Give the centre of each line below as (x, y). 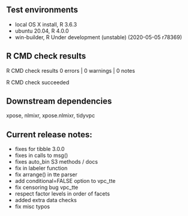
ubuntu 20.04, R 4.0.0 (42, 31)
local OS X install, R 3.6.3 (46, 24)
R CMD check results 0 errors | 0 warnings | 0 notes (71, 70)
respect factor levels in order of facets (62, 194)
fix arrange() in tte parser (46, 174)
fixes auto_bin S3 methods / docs (56, 162)
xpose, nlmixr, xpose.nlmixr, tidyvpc (50, 116)
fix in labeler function (41, 168)
